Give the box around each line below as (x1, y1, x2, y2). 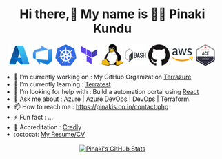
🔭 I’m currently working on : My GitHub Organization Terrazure (13, 73, 192, 81)
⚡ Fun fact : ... (13, 113, 54, 121)
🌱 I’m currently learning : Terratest (13, 79, 112, 88)
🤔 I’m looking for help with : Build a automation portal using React (13, 87, 199, 95)
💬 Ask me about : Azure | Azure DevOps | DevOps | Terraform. (13, 95, 191, 103)
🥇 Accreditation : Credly (13, 122, 82, 131)
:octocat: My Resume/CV (13, 130, 85, 138)
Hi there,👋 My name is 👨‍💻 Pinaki (19, 6, 205, 22)
